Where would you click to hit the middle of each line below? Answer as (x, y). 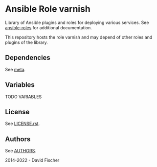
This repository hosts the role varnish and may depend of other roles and (79, 37)
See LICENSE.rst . (22, 124)
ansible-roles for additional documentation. (48, 27)
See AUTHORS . (21, 151)
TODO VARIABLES (23, 97)
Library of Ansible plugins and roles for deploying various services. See (77, 22)
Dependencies (28, 58)
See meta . (15, 69)
